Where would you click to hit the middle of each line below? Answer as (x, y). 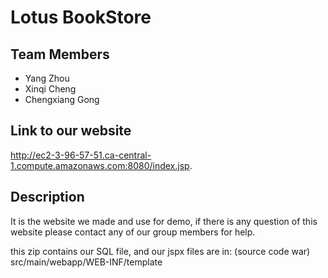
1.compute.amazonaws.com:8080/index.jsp (100, 165)
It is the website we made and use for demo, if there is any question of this (164, 221)
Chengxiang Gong (62, 99)
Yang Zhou (47, 78)
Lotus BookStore (81, 17)
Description (47, 197)
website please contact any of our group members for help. (133, 232)
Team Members (60, 54)
